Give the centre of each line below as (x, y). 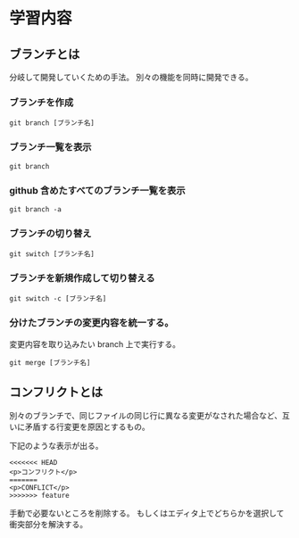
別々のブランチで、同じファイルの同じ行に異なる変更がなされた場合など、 (146, 415)
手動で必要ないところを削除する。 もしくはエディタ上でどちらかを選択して (147, 513)
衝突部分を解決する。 (48, 524)
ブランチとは (45, 54)
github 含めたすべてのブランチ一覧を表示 (97, 190)
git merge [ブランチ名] (50, 362)
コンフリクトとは (56, 392)
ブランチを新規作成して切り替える (82, 278)
